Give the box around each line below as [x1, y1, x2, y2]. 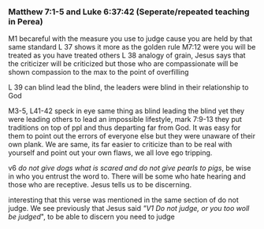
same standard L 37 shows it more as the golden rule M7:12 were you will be [8, 42, 256, 52]
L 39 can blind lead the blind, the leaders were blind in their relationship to [8, 83, 249, 92]
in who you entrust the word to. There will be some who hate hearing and [8, 172, 246, 181]
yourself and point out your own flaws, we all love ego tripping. [8, 148, 213, 157]
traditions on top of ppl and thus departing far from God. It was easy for [8, 123, 241, 132]
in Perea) [8, 16, 43, 27]
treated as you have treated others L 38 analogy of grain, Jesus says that [8, 50, 246, 61]
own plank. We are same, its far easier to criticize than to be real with [8, 140, 232, 150]
